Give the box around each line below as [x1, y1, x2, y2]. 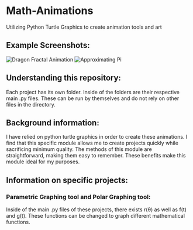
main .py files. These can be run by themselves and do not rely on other [6, 95, 180, 102]
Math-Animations [6, 4, 94, 18]
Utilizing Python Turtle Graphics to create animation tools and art [6, 23, 162, 30]
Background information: [6, 118, 99, 128]
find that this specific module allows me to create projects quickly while [6, 139, 178, 147]
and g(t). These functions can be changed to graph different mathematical [6, 212, 185, 219]
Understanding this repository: [6, 73, 122, 83]
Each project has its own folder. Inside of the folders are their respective [6, 88, 180, 95]
